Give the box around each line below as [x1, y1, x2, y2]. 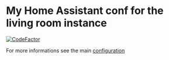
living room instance [6, 16, 107, 30]
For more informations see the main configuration [6, 47, 125, 54]
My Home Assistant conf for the [6, 4, 164, 17]
